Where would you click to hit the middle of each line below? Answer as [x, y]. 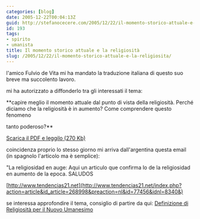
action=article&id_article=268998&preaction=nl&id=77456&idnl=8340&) [95, 192]
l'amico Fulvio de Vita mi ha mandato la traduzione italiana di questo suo [95, 73]
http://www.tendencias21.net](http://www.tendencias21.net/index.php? [95, 185]
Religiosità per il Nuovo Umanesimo [50, 209]
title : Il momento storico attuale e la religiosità [73, 51]
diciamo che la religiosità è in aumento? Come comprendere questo [89, 108]
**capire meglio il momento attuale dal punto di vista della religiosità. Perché [100, 102]
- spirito [18, 39]
